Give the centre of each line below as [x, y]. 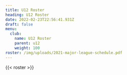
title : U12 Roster [25, 10]
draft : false [19, 24]
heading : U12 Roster [27, 15]
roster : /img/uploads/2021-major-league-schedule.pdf [64, 53]
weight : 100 [27, 48]
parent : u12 [27, 43]
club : [16, 34]
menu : [11, 29]
